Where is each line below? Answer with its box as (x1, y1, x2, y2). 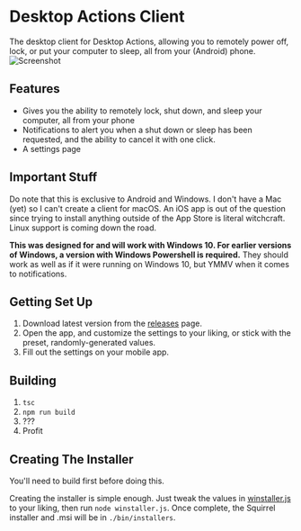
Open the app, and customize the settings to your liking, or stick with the (22, 328, 292, 338)
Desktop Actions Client (9, 6, 186, 27)
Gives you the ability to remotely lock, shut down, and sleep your (22, 105, 262, 116)
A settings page (22, 143, 81, 154)
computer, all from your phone (22, 114, 135, 125)
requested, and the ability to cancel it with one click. (22, 133, 216, 145)
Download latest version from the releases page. (22, 318, 203, 329)
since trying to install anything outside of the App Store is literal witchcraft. (9, 212, 286, 223)
